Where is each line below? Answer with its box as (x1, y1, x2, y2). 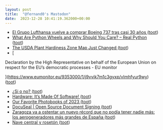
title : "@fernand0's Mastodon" (5, 12, 71, 16)
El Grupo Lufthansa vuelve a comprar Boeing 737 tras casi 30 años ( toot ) (12, 30, 159, 35)
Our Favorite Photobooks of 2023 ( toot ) (12, 99, 91, 105)
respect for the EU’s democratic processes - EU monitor (5, 65, 118, 70)
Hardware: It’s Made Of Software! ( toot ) (12, 94, 91, 99)
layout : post (5, 7, 32, 12)
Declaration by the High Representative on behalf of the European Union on (5, 59, 157, 65)
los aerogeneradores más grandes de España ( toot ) (12, 114, 116, 120)
